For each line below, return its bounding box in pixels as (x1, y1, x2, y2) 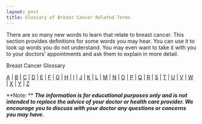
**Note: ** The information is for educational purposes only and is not (6, 91, 188, 99)
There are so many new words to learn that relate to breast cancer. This (6, 31, 185, 38)
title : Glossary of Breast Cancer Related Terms (6, 14, 131, 20)
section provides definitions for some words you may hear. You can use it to (6, 37, 195, 45)
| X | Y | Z (6, 79, 30, 87)
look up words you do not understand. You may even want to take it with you (6, 43, 197, 51)
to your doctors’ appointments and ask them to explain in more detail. (6, 50, 179, 57)
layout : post (6, 8, 39, 15)
